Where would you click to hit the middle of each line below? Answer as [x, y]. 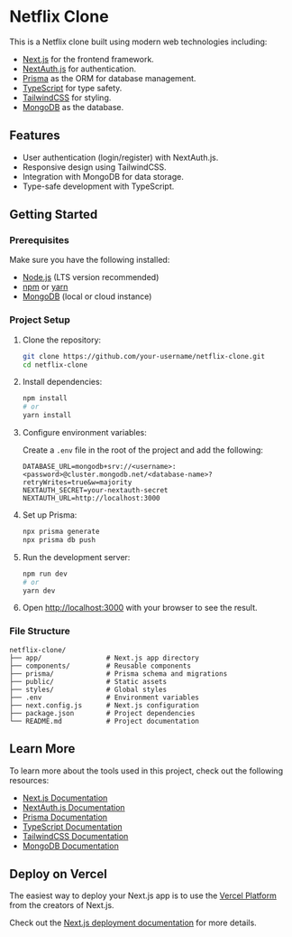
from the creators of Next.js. [62, 905]
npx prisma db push [59, 539]
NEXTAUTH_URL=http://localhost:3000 [91, 499]
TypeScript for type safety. [72, 88]
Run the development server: [76, 557]
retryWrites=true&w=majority [77, 483]
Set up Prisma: [50, 515]
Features [35, 136]
